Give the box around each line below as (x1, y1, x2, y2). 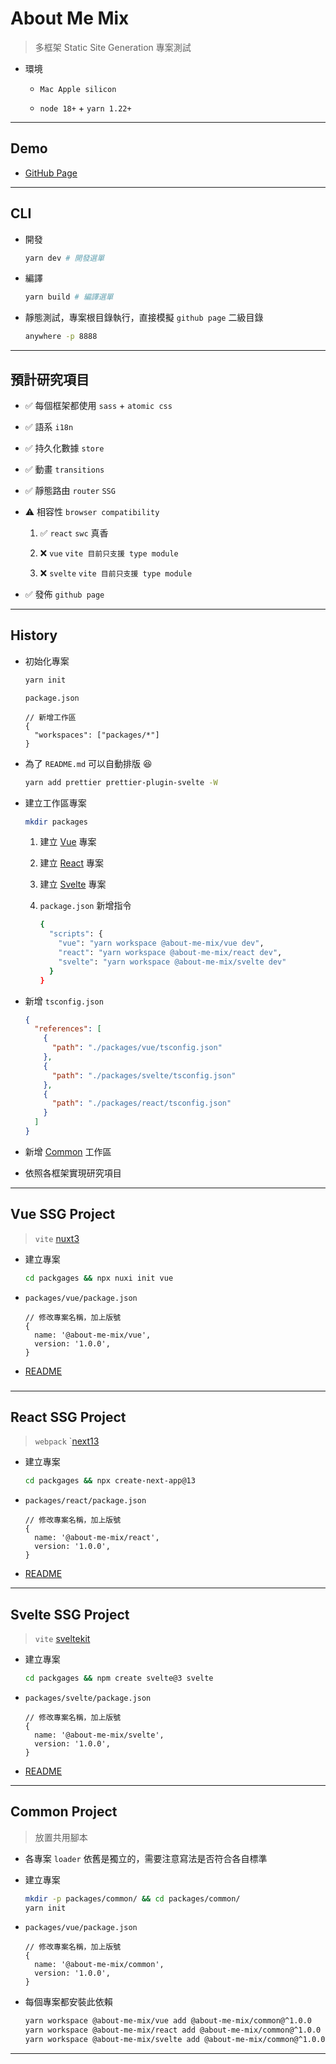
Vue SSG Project (10, 1206, 116, 1223)
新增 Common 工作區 (24, 1145, 112, 1157)
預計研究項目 (10, 371, 90, 388)
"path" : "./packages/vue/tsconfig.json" (51, 1043, 223, 1053)
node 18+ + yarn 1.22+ (39, 102, 132, 114)
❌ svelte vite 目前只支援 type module (39, 567, 193, 579)
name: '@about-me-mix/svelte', (34, 1730, 165, 1740)
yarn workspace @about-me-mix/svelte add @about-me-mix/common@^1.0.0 (24, 2035, 326, 2045)
